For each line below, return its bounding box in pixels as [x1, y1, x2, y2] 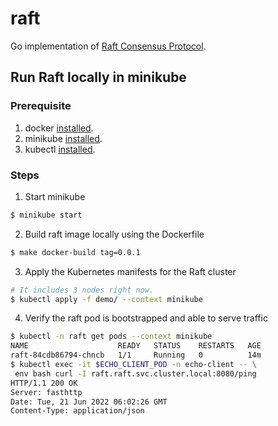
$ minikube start [10, 210, 83, 220]
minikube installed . [24, 132, 103, 144]
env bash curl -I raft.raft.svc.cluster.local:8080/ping [14, 368, 257, 379]
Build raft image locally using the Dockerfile [24, 228, 205, 240]
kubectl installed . [24, 143, 96, 155]
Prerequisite [10, 99, 72, 113]
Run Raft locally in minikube [10, 69, 187, 86]
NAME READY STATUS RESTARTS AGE [10, 341, 262, 351]
